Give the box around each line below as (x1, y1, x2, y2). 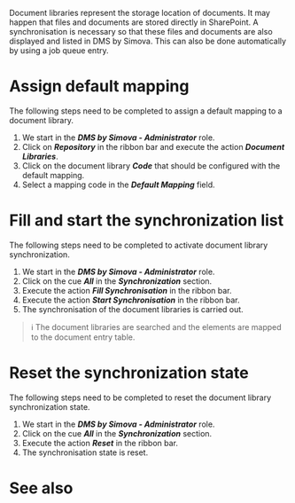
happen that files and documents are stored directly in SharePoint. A (9, 17, 259, 28)
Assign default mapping (9, 76, 190, 97)
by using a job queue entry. (9, 45, 109, 56)
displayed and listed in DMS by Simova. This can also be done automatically (9, 35, 286, 46)
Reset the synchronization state (9, 363, 250, 383)
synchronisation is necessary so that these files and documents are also (9, 27, 273, 36)
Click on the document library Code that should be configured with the (21, 160, 281, 171)
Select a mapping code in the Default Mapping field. (21, 179, 215, 190)
